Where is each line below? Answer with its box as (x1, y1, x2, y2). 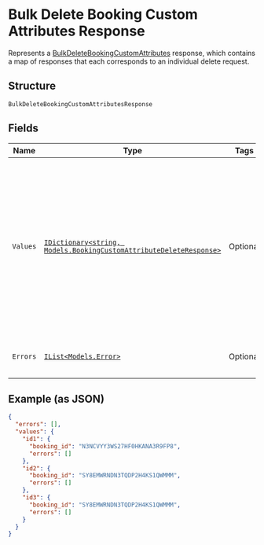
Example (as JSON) (8, 392, 104, 406)
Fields (8, 122, 39, 135)
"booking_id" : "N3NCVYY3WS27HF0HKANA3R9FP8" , (28, 442, 181, 450)
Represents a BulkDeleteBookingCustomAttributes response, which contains (8, 48, 256, 57)
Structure (8, 79, 57, 93)
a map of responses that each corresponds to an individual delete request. (8, 57, 250, 66)
